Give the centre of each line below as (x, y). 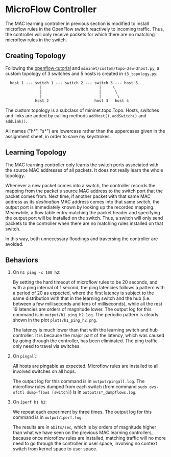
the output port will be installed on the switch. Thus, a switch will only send (84, 218)
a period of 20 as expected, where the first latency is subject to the (83, 293)
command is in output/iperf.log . (48, 417)
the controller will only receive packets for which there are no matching (80, 34)
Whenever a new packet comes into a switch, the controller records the (80, 185)
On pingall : (25, 356)
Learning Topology (36, 152)
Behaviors (22, 260)
